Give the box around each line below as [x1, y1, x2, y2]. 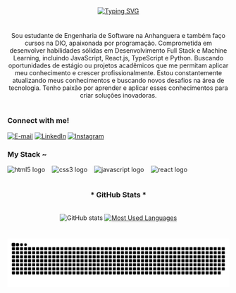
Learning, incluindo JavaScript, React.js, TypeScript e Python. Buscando [13, 54, 224, 63]
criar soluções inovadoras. [80, 91, 157, 100]
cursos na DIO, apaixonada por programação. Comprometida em [24, 39, 213, 48]
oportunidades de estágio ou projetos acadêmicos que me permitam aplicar [8, 61, 229, 70]
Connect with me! [7, 116, 70, 126]
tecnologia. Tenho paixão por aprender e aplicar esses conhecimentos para [8, 84, 228, 92]
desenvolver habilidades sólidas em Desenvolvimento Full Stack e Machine [9, 46, 228, 55]
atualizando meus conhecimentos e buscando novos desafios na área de [12, 77, 225, 85]
